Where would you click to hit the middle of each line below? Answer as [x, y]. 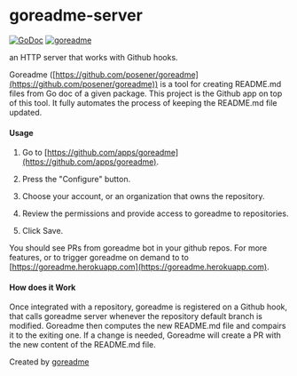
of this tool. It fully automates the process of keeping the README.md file [143, 102]
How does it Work [43, 287]
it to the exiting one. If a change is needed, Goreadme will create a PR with [145, 335]
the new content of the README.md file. [83, 345]
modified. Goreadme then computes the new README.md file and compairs [148, 326]
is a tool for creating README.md [221, 84]
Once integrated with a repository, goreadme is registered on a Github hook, [148, 307]
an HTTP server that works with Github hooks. [94, 57]
